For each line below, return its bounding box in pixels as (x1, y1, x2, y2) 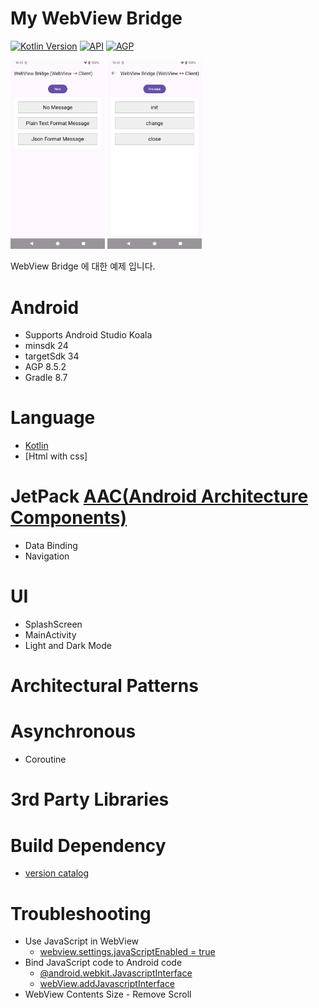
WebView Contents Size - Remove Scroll (24, 988, 192, 1001)
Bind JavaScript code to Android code (24, 957, 183, 969)
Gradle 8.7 (24, 372, 68, 384)
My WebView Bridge (10, 7, 183, 30)
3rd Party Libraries (10, 788, 170, 811)
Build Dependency (10, 834, 167, 857)
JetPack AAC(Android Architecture (10, 485, 309, 508)
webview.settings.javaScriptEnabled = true (39, 946, 216, 958)
